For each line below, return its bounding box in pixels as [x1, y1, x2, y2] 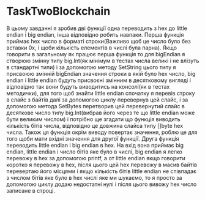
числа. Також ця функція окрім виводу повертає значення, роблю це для [6, 128, 198, 136]
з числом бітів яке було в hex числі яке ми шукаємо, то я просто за [6, 174, 182, 181]
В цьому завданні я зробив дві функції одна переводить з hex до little [6, 24, 188, 32]
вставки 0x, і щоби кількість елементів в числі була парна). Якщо [6, 44, 177, 51]
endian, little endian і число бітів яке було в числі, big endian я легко [6, 148, 182, 155]
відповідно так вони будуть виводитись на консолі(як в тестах [6, 83, 170, 90]
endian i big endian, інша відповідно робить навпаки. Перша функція [6, 31, 184, 38]
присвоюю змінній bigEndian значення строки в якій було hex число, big [6, 70, 196, 77]
